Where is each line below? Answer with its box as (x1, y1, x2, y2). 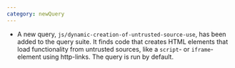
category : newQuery (6, 10, 65, 18)
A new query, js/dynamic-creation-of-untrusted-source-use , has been (16, 30, 226, 38)
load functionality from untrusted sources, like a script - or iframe (16, 45, 211, 53)
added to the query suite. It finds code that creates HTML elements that (16, 37, 229, 46)
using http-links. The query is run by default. (42, 52, 174, 61)
